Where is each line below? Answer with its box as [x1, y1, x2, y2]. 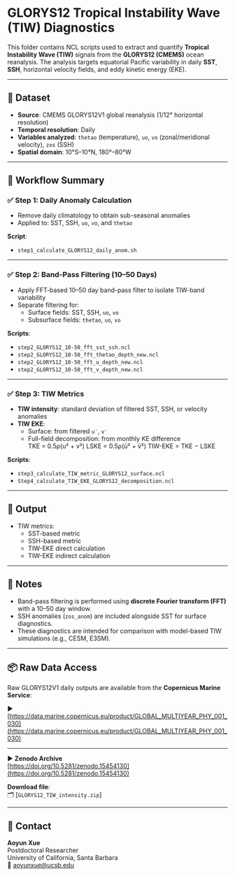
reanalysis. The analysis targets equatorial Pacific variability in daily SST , [7, 57, 218, 66]
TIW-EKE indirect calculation [27, 551, 111, 560]
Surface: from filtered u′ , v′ [27, 427, 108, 436]
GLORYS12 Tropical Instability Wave [7, 5, 220, 21]
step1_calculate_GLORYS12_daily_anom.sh [17, 247, 137, 254]
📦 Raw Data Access [7, 662, 98, 674]
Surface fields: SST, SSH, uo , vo [27, 308, 119, 316]
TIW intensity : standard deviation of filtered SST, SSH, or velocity [17, 405, 208, 413]
